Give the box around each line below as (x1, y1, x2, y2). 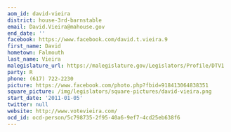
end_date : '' (7, 29, 46, 37)
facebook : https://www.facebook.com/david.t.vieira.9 (7, 36, 169, 43)
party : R (7, 68, 33, 75)
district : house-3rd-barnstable (7, 17, 102, 24)
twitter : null (7, 101, 49, 108)
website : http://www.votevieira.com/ (7, 108, 118, 115)
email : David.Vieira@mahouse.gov (7, 23, 105, 30)
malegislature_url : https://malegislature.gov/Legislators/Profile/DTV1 (7, 62, 225, 69)
